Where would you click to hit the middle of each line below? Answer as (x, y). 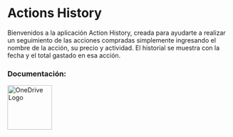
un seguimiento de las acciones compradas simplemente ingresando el (112, 40)
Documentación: (37, 74)
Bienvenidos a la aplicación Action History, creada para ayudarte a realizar (116, 33)
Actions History (55, 13)
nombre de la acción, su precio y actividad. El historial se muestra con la (114, 48)
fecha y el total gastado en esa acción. (64, 55)
